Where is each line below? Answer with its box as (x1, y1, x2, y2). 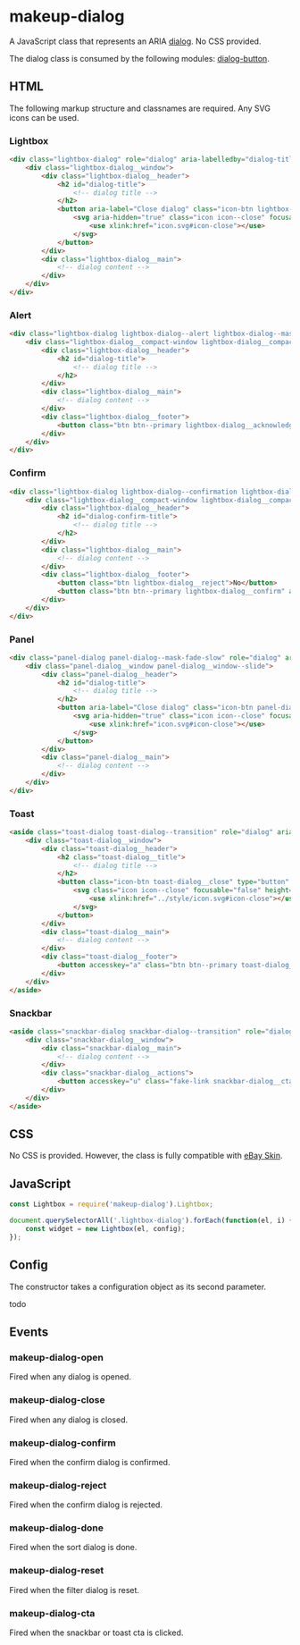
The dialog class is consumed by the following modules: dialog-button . (9, 53, 270, 63)
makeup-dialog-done (9, 1522, 104, 1534)
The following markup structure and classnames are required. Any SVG (9, 103, 271, 114)
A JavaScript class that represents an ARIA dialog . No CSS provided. (9, 36, 262, 46)
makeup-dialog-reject (9, 1479, 107, 1491)
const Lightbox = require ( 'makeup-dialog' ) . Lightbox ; (9, 1200, 214, 1209)
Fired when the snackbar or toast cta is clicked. (9, 1627, 184, 1638)
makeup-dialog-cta (9, 1607, 96, 1619)
